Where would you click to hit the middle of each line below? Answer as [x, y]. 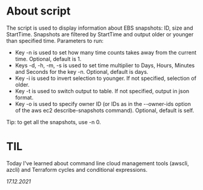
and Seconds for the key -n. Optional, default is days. [82, 71]
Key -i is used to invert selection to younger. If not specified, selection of [106, 78]
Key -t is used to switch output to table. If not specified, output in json [102, 91]
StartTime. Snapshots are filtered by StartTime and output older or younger [100, 34]
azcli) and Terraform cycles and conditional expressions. [77, 169]
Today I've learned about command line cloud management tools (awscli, [98, 163]
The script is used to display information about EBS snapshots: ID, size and [100, 28]
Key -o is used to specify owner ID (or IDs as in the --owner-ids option [103, 103]
